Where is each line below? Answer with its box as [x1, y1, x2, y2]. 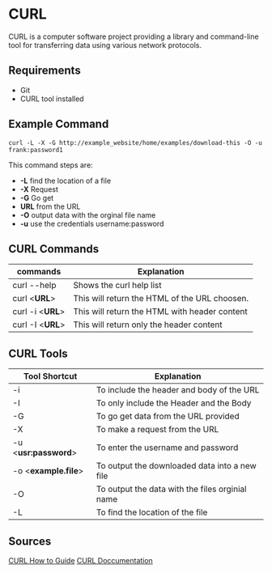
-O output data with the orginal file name [19, 210, 156, 219]
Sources [8, 534, 52, 548]
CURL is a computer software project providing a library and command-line [8, 32, 259, 41]
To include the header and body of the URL [96, 384, 260, 396]
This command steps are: [8, 159, 93, 170]
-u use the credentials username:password [19, 219, 164, 228]
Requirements [8, 64, 81, 78]
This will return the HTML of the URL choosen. [73, 293, 249, 304]
